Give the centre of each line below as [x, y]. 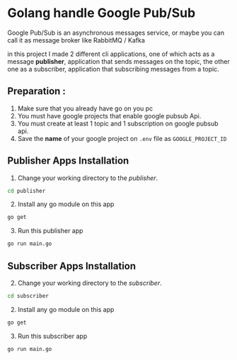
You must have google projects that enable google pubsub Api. [109, 116]
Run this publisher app [50, 231]
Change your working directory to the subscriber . [90, 283]
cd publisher [27, 191]
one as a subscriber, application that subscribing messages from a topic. [113, 69]
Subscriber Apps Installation [72, 266]
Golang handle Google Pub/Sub [102, 13]
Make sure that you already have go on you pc [85, 108]
